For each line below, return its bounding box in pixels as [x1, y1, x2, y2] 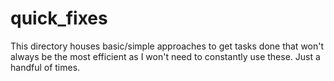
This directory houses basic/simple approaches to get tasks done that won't [10, 40, 325, 52]
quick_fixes [10, 7, 108, 30]
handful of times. [10, 61, 81, 73]
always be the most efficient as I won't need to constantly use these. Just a [10, 50, 321, 62]
